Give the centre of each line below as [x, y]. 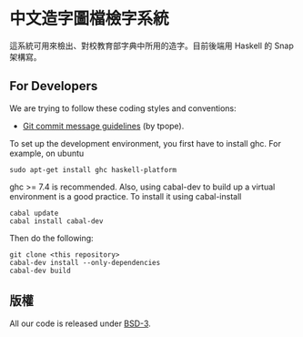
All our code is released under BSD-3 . [81, 323]
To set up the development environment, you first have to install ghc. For [146, 143]
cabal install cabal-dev [56, 221]
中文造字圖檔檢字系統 [90, 19]
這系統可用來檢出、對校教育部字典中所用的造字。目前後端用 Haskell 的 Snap [151, 46]
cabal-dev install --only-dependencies [85, 262]
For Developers [54, 86]
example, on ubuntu [47, 153]
